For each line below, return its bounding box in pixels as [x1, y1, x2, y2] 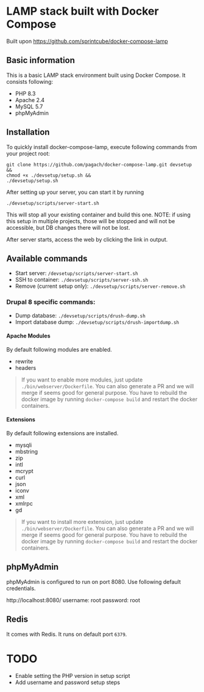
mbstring [15, 448, 38, 455]
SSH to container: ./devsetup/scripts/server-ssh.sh [15, 276, 149, 284]
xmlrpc [15, 500, 33, 507]
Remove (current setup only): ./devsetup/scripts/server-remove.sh [15, 282, 186, 290]
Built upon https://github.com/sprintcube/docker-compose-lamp [6, 37, 169, 45]
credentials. [6, 584, 36, 592]
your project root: [6, 150, 50, 157]
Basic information [6, 55, 75, 65]
